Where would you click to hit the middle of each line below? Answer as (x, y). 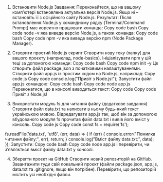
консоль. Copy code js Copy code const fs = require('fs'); (70, 124)
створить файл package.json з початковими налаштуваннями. (76, 68)
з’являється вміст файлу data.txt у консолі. (49, 149)
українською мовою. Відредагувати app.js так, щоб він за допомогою (85, 114)
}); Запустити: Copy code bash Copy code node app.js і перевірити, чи (77, 144)
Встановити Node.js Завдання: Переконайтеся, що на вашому (76, 7)
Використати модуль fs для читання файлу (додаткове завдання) (80, 104)
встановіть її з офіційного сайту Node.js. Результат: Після (72, 17)
